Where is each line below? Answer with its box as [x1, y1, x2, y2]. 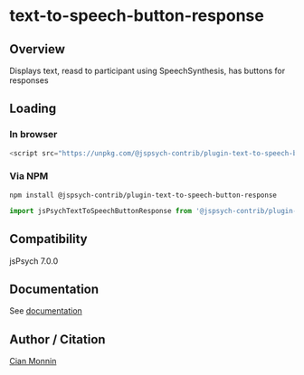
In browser [9, 128, 58, 141]
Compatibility [9, 231, 88, 247]
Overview [9, 42, 66, 57]
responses [9, 75, 49, 86]
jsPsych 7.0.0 [9, 255, 59, 267]
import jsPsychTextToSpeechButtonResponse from [9, 206, 193, 215]
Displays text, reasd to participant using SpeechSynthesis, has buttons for [9, 65, 286, 76]
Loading [9, 101, 57, 117]
